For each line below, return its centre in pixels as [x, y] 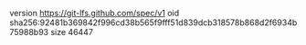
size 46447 [72, 32]
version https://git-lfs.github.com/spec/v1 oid [95, 13]
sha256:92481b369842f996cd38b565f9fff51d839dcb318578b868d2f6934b [153, 22]
